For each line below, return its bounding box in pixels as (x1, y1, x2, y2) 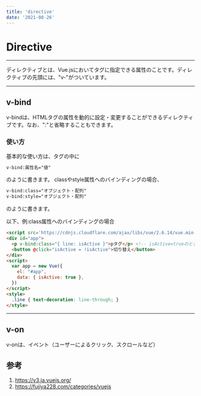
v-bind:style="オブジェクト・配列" (6, 194, 87, 199)
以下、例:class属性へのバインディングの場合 (6, 218, 115, 225)
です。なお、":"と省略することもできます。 (11, 121, 117, 129)
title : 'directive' (6, 8, 55, 15)
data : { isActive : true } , (17, 274, 84, 280)
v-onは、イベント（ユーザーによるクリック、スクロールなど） (6, 341, 159, 348)
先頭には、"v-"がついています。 (32, 74, 110, 81)
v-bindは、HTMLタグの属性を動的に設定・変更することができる (6, 114, 163, 121)
